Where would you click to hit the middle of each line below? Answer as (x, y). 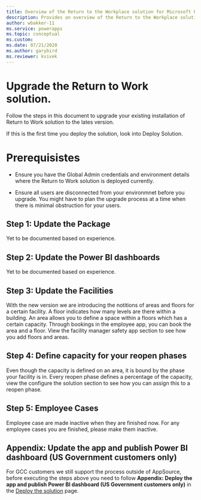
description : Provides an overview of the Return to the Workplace (92, 17)
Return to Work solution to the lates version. (60, 122)
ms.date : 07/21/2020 (32, 46)
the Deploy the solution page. (42, 491)
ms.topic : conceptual (33, 34)
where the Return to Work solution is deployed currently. (84, 181)
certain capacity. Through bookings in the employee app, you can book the (99, 324)
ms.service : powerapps (34, 29)
